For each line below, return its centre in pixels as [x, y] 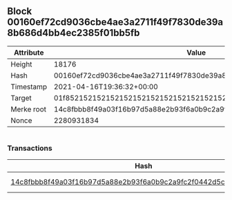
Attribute [29, 53]
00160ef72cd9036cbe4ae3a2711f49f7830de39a [115, 22]
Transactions [30, 148]
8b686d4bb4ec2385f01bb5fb [74, 33]
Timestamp [29, 87]
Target [21, 98]
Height [21, 64]
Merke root [29, 109]
